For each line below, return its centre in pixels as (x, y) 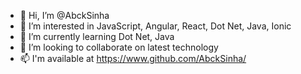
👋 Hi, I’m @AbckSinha (64, 15)
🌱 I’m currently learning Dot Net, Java (97, 36)
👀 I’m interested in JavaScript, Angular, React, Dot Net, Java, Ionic (155, 26)
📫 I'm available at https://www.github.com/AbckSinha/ (133, 58)
